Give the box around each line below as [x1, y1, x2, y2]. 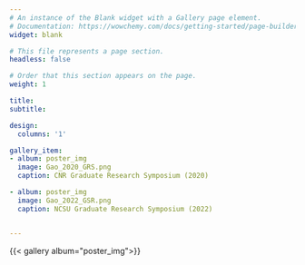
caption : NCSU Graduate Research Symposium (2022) [17, 204, 213, 213]
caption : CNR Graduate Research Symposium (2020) [17, 172, 209, 181]
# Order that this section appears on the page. [9, 72, 197, 81]
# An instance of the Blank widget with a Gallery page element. [9, 13, 261, 23]
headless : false [9, 55, 71, 64]
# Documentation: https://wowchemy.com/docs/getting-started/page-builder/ [9, 22, 302, 31]
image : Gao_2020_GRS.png [17, 162, 112, 172]
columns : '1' [17, 129, 67, 139]
